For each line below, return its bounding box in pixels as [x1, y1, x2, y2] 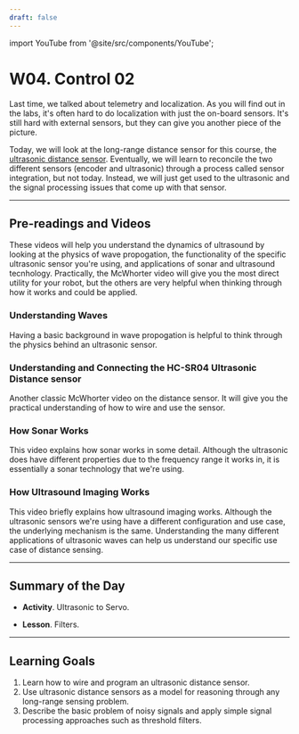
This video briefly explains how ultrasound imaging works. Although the [9, 506, 272, 517]
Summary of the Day [9, 578, 125, 593]
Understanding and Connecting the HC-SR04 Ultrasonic [9, 361, 257, 374]
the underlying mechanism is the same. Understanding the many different [9, 525, 279, 536]
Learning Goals [9, 653, 96, 669]
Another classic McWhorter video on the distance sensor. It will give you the [9, 392, 288, 403]
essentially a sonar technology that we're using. [9, 464, 185, 474]
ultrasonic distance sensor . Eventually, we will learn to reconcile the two [9, 153, 273, 164]
